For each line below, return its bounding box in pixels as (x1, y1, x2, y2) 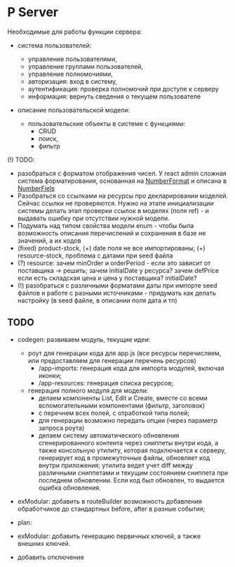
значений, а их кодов (17, 236, 81, 245)
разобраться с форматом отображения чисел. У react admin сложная (17, 169, 227, 177)
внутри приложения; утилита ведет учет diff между (38, 461, 194, 469)
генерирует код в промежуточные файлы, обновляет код (38, 453, 210, 461)
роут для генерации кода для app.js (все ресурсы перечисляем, (27, 349, 222, 357)
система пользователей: (17, 41, 92, 49)
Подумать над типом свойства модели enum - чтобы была (17, 221, 194, 229)
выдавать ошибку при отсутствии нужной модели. (17, 214, 170, 222)
